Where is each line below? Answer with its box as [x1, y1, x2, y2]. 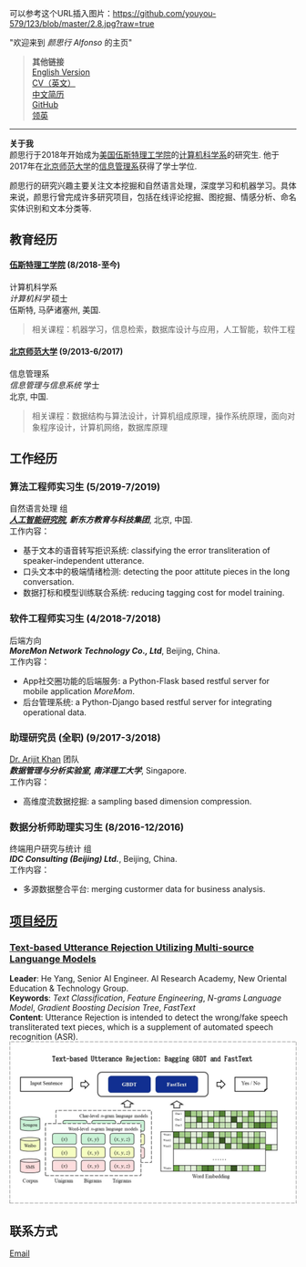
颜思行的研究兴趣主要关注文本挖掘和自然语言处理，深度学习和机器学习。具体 [9, 181, 297, 191]
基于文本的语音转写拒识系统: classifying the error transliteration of [22, 545, 270, 556]
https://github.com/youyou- [112, 8, 217, 18]
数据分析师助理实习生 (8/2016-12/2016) [9, 821, 185, 833]
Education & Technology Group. [9, 983, 129, 994]
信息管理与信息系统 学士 [9, 379, 100, 390]
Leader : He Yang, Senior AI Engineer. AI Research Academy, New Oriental [9, 973, 287, 984]
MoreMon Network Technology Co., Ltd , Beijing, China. [9, 645, 220, 656]
